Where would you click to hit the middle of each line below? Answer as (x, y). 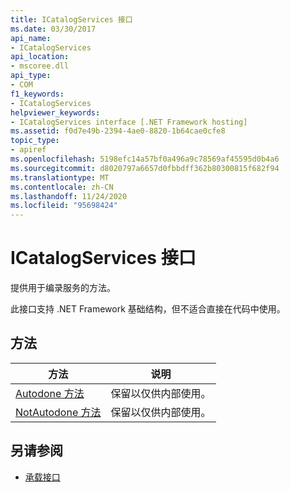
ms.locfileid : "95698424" (64, 206)
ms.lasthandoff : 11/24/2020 (69, 196)
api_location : (40, 57)
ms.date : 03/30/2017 (53, 29)
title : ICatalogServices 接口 (71, 19)
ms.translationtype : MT (60, 177)
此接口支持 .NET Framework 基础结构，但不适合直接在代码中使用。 (148, 309)
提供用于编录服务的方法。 (63, 288)
